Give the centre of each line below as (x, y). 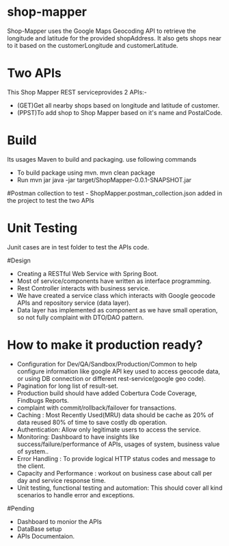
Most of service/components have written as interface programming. (114, 281)
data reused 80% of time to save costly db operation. (92, 422)
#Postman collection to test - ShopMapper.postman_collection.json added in (114, 193)
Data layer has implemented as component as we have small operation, (117, 310)
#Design (19, 260)
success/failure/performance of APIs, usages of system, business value (118, 444)
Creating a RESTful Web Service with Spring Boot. (87, 273)
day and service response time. (61, 480)
